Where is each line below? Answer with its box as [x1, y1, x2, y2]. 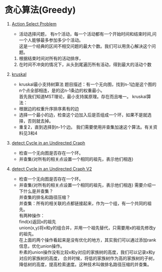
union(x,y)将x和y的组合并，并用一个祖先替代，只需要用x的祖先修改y [19, 225, 156, 230]
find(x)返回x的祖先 [19, 218, 57, 225]
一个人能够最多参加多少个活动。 [19, 37, 83, 43]
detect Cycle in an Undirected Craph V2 [11, 166, 92, 171]
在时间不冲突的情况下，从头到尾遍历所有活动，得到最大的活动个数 [19, 62, 152, 67]
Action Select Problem [11, 21, 57, 27]
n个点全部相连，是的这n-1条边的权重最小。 [19, 87, 105, 93]
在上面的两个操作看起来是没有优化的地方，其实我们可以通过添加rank [19, 237, 157, 243]
